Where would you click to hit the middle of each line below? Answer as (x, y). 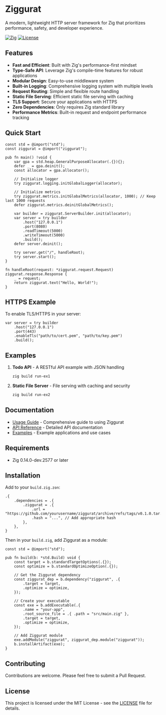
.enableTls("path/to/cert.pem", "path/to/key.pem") (68, 336)
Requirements (27, 448)
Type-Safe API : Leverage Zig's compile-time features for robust (78, 70)
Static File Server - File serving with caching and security (71, 386)
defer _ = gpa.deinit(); (40, 166)
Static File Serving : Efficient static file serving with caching (73, 96)
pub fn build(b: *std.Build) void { (43, 558)
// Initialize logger (36, 179)
